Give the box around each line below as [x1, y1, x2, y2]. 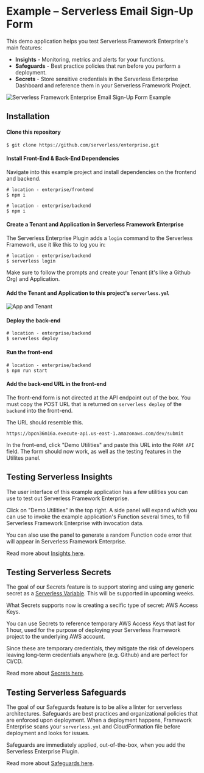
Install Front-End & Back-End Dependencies [6, 154, 120, 162]
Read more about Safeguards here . [6, 760, 94, 767]
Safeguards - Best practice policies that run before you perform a [15, 62, 181, 70]
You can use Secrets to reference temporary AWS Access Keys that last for [6, 620, 195, 627]
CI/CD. [6, 658, 23, 665]
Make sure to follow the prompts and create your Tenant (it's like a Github [6, 269, 191, 276]
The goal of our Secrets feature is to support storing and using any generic [6, 583, 194, 590]
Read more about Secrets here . [6, 670, 85, 677]
